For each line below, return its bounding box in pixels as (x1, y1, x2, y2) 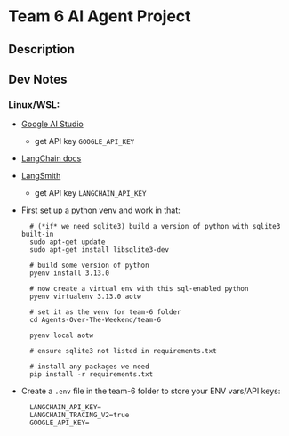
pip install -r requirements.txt (29, 370, 154, 379)
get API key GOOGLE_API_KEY (34, 136, 135, 147)
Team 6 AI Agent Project (8, 6, 192, 27)
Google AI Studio (20, 118, 84, 130)
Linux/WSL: (8, 98, 60, 110)
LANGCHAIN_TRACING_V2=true (29, 411, 130, 420)
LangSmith (20, 171, 61, 182)
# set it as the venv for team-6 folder (29, 308, 181, 317)
